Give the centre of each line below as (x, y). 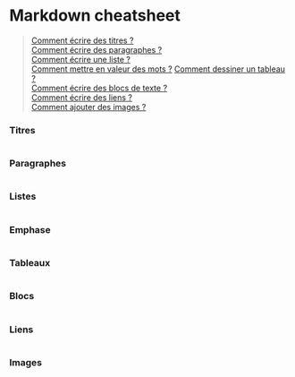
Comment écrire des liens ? (81, 97)
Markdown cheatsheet (95, 16)
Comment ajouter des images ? (88, 107)
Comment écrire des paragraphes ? (97, 49)
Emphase (30, 229)
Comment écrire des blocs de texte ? (99, 88)
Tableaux (30, 263)
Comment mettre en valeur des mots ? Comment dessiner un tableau (158, 69)
